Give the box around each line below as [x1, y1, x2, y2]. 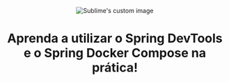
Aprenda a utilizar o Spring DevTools [7, 31, 223, 46]
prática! [91, 60, 139, 76]
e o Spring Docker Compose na [23, 45, 207, 61]
